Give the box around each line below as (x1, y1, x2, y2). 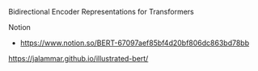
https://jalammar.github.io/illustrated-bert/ (8, 54, 149, 63)
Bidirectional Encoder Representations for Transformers (8, 7, 194, 16)
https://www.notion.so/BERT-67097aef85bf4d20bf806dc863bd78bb (19, 38, 250, 48)
